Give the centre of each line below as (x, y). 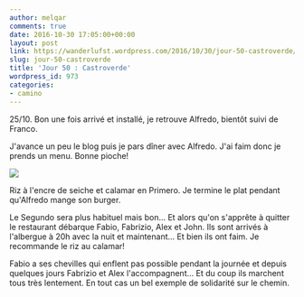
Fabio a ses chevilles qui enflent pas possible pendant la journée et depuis (148, 264)
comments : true (38, 26)
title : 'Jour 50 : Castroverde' (70, 69)
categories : (32, 85)
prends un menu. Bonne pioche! (69, 155)
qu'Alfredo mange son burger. (65, 200)
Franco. (24, 128)
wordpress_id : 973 (44, 77)
